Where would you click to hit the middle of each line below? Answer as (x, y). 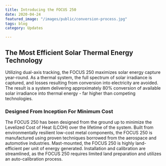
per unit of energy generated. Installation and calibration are (84, 149)
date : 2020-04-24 (23, 14)
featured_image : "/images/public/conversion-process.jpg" (66, 19)
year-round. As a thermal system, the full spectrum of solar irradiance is (79, 77)
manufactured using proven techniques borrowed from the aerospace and (81, 138)
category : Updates (24, 28)
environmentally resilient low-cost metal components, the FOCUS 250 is (79, 133)
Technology (24, 60)
